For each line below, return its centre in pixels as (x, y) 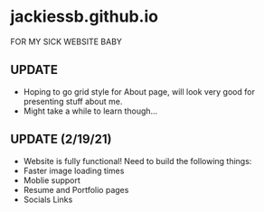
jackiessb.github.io (85, 17)
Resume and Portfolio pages (76, 189)
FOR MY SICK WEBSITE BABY (66, 41)
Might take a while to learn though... (90, 111)
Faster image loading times (74, 171)
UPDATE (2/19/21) (61, 139)
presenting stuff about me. (73, 101)
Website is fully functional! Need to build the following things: (137, 161)
